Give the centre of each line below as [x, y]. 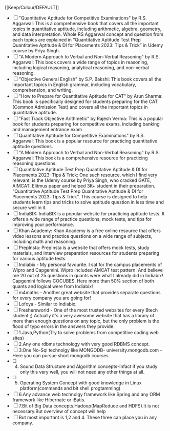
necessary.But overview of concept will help [59, 411]
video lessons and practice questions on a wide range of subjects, [82, 236]
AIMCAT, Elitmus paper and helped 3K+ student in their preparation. [84, 186]
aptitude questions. [33, 146]
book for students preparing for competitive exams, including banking [86, 124]
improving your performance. [43, 224]
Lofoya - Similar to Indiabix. [48, 304]
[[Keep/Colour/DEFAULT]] [32, 7]
